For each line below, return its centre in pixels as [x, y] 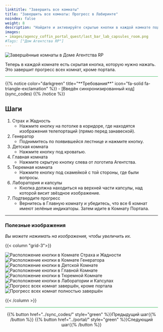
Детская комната [30, 147]
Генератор [23, 136]
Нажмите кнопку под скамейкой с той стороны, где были [79, 172]
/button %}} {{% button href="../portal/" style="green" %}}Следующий [81, 319]
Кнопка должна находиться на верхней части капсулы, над [81, 188]
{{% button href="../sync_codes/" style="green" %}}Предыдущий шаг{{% [81, 314]
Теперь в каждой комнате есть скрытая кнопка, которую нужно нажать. [81, 64]
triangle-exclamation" [27, 88]
